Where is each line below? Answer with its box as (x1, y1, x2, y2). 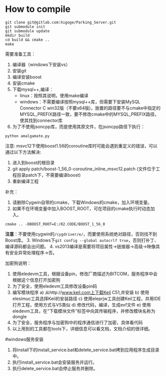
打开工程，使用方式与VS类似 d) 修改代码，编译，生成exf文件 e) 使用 (12, 301, 151, 307)
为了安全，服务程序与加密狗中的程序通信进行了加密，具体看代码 (12, 319, 143, 325)
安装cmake (12, 80, 35, 86)
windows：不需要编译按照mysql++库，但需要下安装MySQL (19, 98, 141, 105)
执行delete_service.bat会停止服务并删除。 (12, 365, 98, 371)
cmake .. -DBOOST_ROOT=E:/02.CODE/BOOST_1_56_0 (5, 222, 106, 226)
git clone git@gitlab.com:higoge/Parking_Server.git (5, 20, 116, 25)
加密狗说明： (5, 260, 31, 266)
